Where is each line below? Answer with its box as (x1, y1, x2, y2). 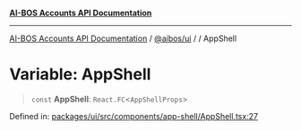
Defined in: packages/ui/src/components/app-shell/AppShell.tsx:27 (9, 110, 258, 121)
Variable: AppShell (9, 64, 151, 85)
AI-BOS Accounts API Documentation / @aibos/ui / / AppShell (9, 33, 237, 44)
